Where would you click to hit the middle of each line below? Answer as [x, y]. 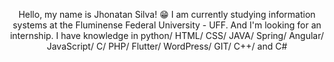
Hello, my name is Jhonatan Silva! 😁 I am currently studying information [167, 14]
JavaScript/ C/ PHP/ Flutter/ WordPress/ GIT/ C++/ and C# [167, 46]
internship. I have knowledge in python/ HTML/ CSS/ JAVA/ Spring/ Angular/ [167, 35]
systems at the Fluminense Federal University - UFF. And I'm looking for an [167, 25]
